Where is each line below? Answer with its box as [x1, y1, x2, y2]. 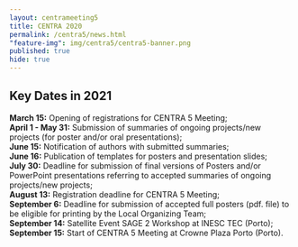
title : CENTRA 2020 [9, 22, 83, 31]
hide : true [9, 55, 50, 64]
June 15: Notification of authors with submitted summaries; [9, 141, 230, 151]
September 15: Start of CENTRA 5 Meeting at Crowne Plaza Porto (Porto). [9, 227, 284, 238]
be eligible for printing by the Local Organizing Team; [9, 208, 207, 219]
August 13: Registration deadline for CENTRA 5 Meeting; [9, 188, 221, 199]
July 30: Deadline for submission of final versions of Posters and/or [9, 160, 261, 171]
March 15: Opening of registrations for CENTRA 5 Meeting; [9, 112, 228, 123]
